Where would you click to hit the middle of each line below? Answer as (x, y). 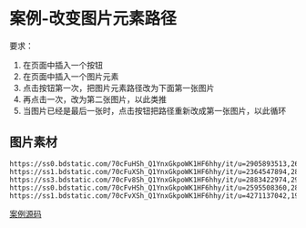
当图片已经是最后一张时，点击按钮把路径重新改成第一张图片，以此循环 (154, 110)
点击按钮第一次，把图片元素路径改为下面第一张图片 (118, 88)
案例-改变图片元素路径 (93, 19)
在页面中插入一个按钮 (62, 65)
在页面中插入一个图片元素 (71, 76)
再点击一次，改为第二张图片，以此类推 (94, 99)
